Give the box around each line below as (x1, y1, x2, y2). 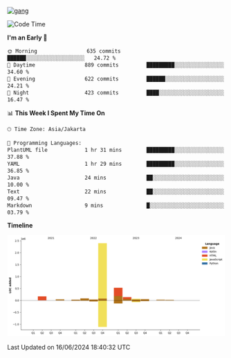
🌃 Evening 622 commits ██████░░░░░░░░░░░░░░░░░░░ (7, 76, 225, 83)
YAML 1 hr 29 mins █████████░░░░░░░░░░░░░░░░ (7, 160, 225, 167)
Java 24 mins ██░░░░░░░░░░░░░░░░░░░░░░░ (7, 174, 225, 181)
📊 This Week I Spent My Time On (7, 109, 105, 117)
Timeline (7, 221, 33, 229)
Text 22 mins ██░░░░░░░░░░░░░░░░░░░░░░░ (7, 188, 225, 195)
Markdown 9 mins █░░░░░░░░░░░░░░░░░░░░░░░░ (7, 202, 225, 209)
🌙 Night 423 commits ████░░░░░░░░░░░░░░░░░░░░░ (7, 89, 225, 96)
